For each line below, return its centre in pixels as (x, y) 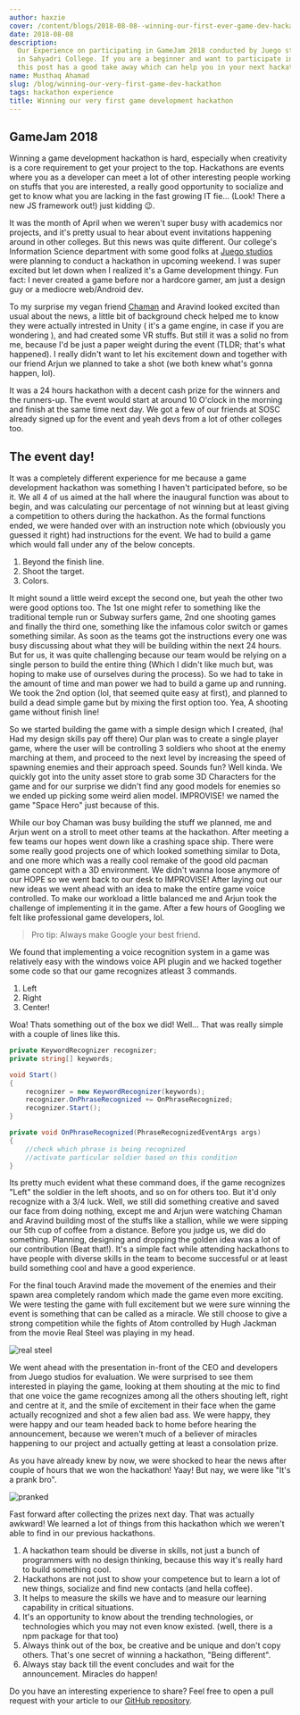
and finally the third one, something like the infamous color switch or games (149, 627)
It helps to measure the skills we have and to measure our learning (144, 1598)
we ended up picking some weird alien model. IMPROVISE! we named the (144, 795)
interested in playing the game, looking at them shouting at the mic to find (145, 1386)
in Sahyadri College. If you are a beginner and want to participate (149, 59)
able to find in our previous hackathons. (82, 1534)
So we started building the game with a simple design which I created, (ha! (146, 729)
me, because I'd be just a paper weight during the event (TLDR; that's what (147, 345)
